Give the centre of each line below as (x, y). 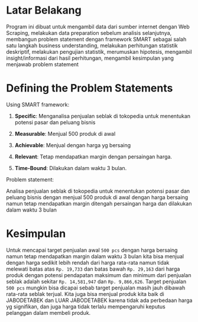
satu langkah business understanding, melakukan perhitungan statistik (92, 45)
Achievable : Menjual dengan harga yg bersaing (73, 145)
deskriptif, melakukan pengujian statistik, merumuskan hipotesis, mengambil (99, 51)
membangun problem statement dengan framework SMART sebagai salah (96, 39)
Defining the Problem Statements (90, 88)
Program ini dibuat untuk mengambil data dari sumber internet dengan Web (98, 27)
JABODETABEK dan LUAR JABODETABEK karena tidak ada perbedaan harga (99, 300)
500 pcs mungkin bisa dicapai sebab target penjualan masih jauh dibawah (96, 288)
